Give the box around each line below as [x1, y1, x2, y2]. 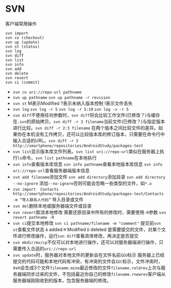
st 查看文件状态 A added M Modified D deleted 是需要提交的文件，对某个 [12, 226, 162, 232]
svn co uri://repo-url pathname [12, 90, 82, 95]
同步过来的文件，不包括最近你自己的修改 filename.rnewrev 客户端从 [26, 271, 166, 277]
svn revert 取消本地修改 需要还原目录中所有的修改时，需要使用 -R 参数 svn [12, 209, 166, 215]
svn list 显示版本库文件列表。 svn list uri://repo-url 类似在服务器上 [12, 148, 160, 154]
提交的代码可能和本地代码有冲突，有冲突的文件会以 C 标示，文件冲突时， [12, 258, 163, 264]
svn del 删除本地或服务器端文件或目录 [12, 202, 92, 209]
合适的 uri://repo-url [30, 245, 77, 251]
